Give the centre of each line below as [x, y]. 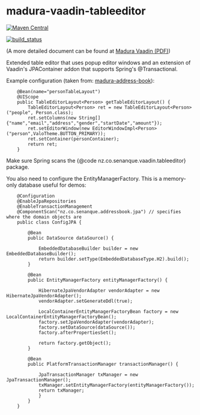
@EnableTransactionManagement [55, 206]
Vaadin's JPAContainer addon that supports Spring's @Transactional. [92, 69]
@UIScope [28, 97]
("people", [20, 112]
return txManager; [61, 390]
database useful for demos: [52, 185]
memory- [174, 178]
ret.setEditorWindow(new [59, 128]
